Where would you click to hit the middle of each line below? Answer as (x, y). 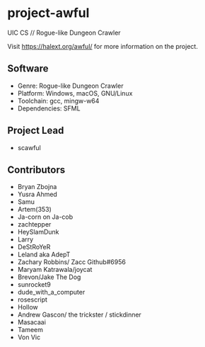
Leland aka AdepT (44, 255)
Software (28, 69)
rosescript (33, 300)
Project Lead (36, 131)
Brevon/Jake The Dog (49, 277)
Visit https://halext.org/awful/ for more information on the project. (102, 46)
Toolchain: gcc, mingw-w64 (58, 101)
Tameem (30, 330)
